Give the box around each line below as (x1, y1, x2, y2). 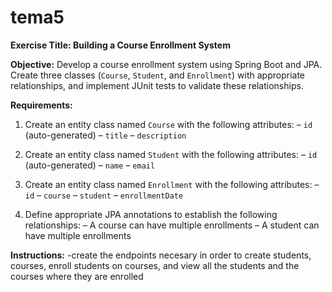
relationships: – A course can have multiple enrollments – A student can (24, 219, 320, 231)
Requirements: (10, 99, 73, 111)
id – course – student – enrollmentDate (24, 189, 184, 201)
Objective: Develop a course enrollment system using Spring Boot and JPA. (10, 58, 323, 70)
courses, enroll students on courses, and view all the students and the (10, 259, 300, 271)
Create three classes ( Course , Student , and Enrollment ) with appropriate (10, 69, 306, 81)
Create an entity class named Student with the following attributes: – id (24, 148, 318, 160)
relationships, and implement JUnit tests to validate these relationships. (10, 79, 304, 91)
